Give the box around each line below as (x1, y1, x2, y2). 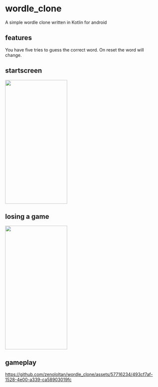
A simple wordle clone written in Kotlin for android (5, 19, 107, 25)
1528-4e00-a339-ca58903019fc (5, 377, 72, 383)
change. (5, 52, 22, 58)
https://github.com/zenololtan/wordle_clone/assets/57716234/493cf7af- (5, 372, 153, 378)
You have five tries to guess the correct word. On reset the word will (5, 47, 144, 52)
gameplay (5, 358, 37, 367)
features (5, 34, 32, 42)
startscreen (5, 66, 42, 75)
